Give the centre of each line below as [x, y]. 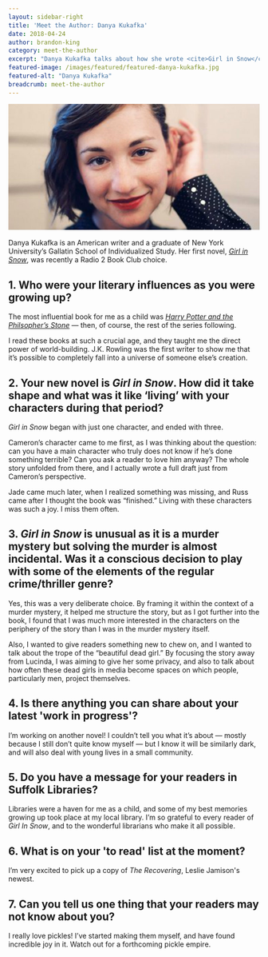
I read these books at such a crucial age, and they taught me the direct [124, 341]
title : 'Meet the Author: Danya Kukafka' [78, 25]
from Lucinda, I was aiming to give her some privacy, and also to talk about [131, 661]
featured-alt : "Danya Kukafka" [60, 76]
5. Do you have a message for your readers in [123, 777]
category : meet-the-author [53, 51]
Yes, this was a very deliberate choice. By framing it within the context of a [131, 603]
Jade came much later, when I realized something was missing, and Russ [128, 492]
